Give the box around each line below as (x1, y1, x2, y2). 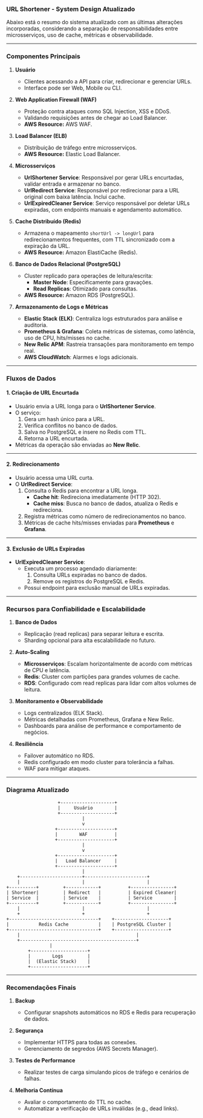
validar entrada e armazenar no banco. (24, 180, 121, 188)
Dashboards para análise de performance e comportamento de (24, 722, 182, 730)
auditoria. (24, 321, 48, 329)
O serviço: (14, 409, 41, 416)
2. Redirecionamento (6, 460, 60, 468)
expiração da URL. (24, 242, 71, 249)
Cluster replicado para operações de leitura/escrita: (24, 272, 153, 279)
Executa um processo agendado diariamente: (24, 565, 138, 572)
